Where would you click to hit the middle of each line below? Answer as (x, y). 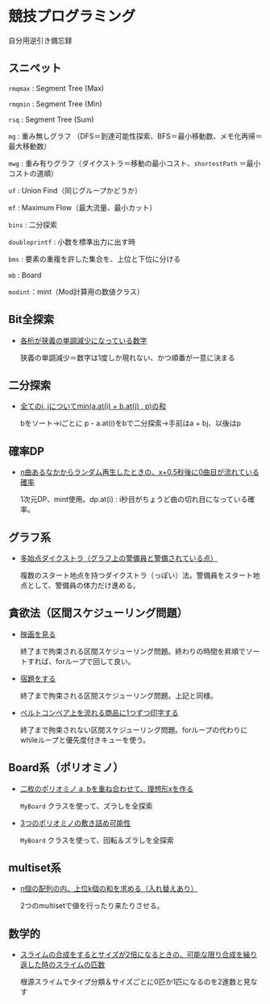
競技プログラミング (72, 17)
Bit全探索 (31, 319)
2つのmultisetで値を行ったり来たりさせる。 (92, 906)
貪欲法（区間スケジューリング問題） (98, 613)
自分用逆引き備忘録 (40, 40)
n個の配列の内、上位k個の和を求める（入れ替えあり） (109, 889)
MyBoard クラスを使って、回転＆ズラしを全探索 (97, 840)
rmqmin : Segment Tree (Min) (55, 104)
